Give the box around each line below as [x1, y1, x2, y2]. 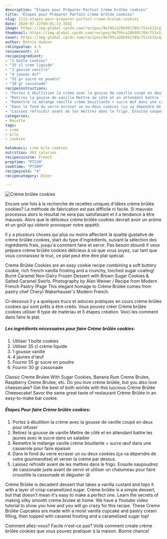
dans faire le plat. [5, 314, 41, 320]
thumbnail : [5, 30, 28, 35]
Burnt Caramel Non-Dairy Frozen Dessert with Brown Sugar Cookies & [5, 273, 149, 279]
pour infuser [12, 424, 38, 430]
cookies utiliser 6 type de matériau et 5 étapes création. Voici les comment [5, 309, 158, 315]
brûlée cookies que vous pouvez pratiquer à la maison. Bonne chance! [5, 528, 150, 534]
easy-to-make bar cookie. [5, 395, 59, 401]
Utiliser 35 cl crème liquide [12, 343, 68, 349]
